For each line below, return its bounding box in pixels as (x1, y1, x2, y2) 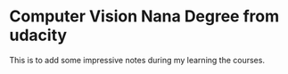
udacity (9, 25, 68, 45)
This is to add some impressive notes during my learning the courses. (9, 54, 266, 65)
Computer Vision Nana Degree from (9, 6, 280, 27)
